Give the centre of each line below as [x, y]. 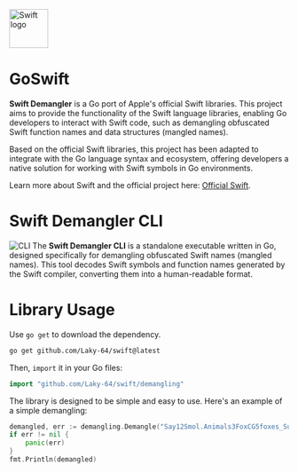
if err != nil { [39, 435]
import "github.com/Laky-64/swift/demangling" [97, 384]
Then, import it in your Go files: [66, 367]
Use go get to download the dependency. [85, 334]
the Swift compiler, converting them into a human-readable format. [131, 273]
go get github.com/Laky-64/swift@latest [85, 351]
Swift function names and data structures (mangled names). [119, 131]
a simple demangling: [48, 410]
